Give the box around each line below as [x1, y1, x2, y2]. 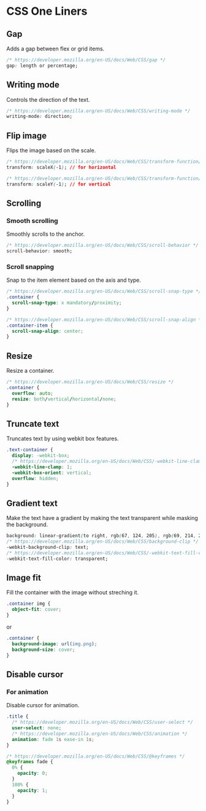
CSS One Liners [6, 4, 88, 18]
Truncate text [6, 419, 59, 429]
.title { [6, 713, 29, 720]
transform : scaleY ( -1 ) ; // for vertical [6, 181, 112, 187]
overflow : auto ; [12, 390, 53, 397]
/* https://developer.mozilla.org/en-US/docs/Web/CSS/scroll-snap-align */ [6, 316, 204, 323]
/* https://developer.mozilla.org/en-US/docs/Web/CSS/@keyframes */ [6, 753, 185, 759]
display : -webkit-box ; [12, 452, 70, 459]
